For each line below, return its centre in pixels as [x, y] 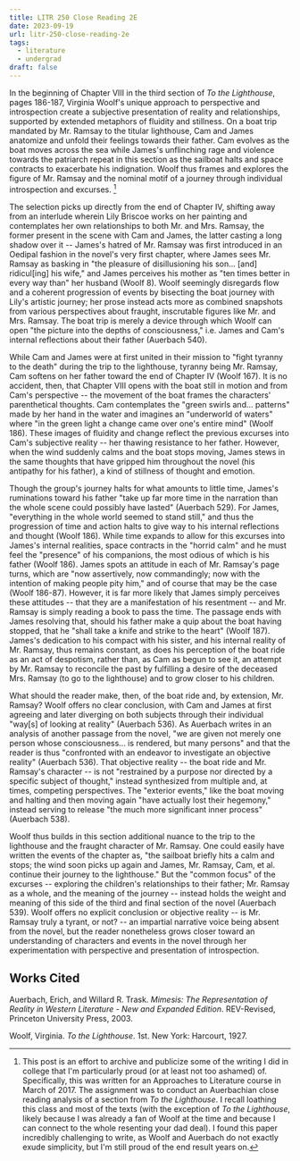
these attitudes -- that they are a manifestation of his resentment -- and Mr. [148, 602]
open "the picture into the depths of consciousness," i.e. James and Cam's [147, 330]
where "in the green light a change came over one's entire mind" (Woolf [142, 423]
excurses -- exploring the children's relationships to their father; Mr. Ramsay [150, 883]
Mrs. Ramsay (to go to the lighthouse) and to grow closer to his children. [142, 678]
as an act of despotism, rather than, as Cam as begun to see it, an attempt [146, 659]
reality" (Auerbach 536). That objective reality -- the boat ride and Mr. [138, 761]
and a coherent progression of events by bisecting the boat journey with [142, 292]
